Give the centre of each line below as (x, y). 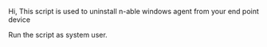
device (19, 20)
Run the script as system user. (58, 35)
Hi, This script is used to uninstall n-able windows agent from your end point (133, 11)
